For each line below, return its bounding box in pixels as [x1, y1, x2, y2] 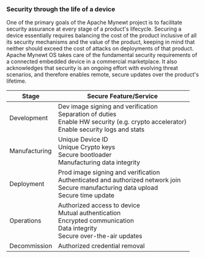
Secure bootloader [58, 151, 112, 159]
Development [9, 114, 48, 123]
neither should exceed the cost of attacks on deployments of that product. [6, 45, 194, 52]
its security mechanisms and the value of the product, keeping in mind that [6, 39, 195, 46]
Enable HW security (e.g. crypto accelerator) [58, 118, 187, 126]
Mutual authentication [58, 209, 121, 218]
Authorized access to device [58, 201, 141, 210]
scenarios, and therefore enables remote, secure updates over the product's [6, 71, 199, 78]
